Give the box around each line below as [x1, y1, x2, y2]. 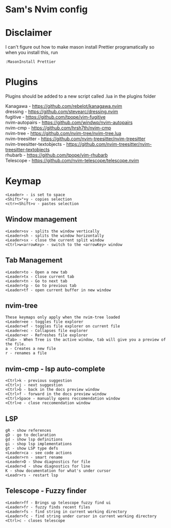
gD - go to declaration [5, 432, 56, 438]
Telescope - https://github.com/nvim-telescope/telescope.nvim [5, 158, 139, 164]
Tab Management [5, 256, 63, 265]
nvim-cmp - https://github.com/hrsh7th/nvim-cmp [5, 125, 112, 131]
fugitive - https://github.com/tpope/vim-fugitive [5, 114, 106, 120]
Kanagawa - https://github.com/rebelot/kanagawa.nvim [5, 103, 122, 109]
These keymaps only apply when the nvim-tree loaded [5, 315, 120, 320]
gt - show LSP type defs [5, 446, 58, 451]
